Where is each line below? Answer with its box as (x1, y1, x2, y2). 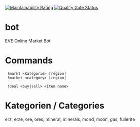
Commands (5, 55, 53, 66)
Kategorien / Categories (5, 100, 105, 111)
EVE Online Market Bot (5, 38, 51, 43)
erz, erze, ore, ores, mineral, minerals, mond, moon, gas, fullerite (5, 116, 135, 122)
